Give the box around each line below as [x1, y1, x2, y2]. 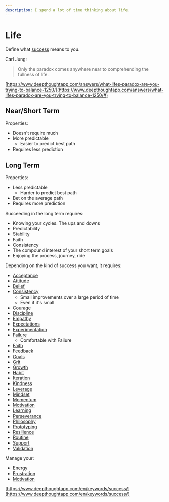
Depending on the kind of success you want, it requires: [5, 262, 122, 269]
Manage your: [5, 455, 34, 461]
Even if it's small [20, 300, 55, 306]
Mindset [12, 391, 30, 397]
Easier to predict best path [20, 141, 76, 147]
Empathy [12, 316, 31, 322]
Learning [12, 407, 31, 414]
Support [12, 440, 30, 446]
